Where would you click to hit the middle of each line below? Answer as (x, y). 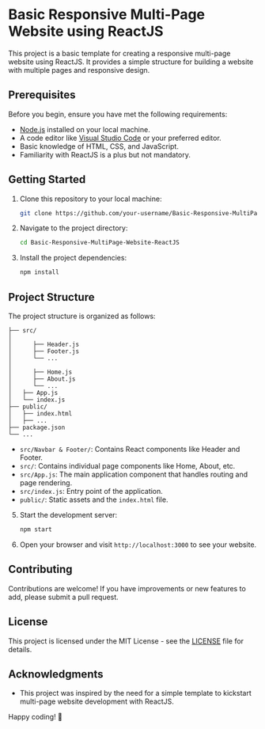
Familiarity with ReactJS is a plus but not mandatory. (105, 154)
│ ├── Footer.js (44, 351)
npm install (39, 272)
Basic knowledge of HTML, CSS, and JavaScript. (99, 146)
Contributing (40, 570)
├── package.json (37, 427)
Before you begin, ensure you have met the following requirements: (118, 114)
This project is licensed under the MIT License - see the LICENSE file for (126, 641)
